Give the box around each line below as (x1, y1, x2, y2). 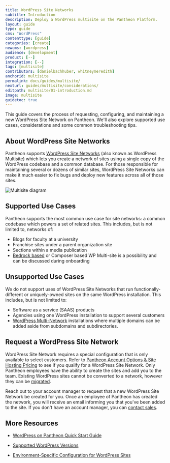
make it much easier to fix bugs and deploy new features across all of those (5, 172, 164, 178)
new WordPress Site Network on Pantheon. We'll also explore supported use (5, 117, 165, 123)
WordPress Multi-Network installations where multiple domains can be (12, 317, 160, 324)
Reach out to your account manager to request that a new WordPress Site (5, 388, 159, 394)
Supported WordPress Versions (12, 442, 79, 448)
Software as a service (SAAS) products (12, 306, 95, 313)
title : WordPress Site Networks (5, 7, 74, 13)
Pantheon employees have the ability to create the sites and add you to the (5, 367, 162, 373)
